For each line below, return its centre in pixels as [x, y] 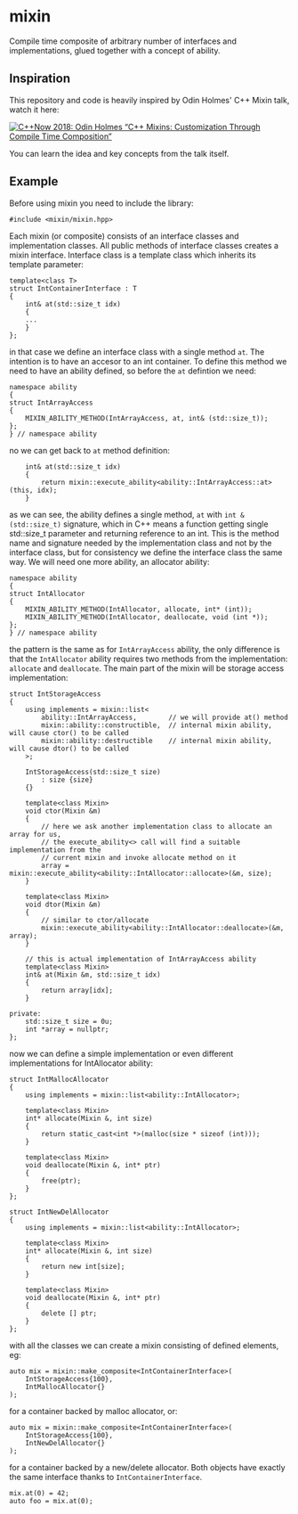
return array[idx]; [77, 990]
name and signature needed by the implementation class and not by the [141, 543]
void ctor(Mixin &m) [63, 811]
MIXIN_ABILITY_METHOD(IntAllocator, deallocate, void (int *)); [147, 617]
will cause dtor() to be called [69, 749]
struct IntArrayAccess [51, 403]
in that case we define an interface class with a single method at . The [137, 352]
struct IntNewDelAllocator [59, 1212]
